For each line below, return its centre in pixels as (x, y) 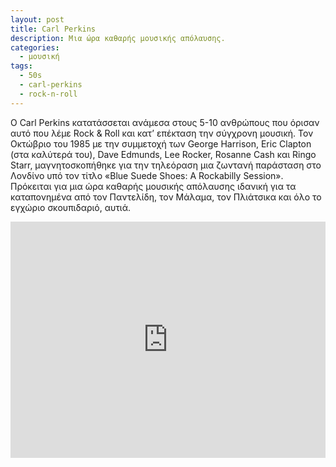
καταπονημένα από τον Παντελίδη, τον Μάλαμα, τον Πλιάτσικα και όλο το (166, 197)
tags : (21, 66)
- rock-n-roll (48, 94)
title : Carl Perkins (53, 29)
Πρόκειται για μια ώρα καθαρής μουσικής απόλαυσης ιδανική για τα (153, 186)
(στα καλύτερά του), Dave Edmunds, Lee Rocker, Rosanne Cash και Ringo (163, 154)
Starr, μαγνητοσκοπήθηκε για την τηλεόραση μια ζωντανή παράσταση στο (166, 165)
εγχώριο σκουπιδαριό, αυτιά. (71, 207)
